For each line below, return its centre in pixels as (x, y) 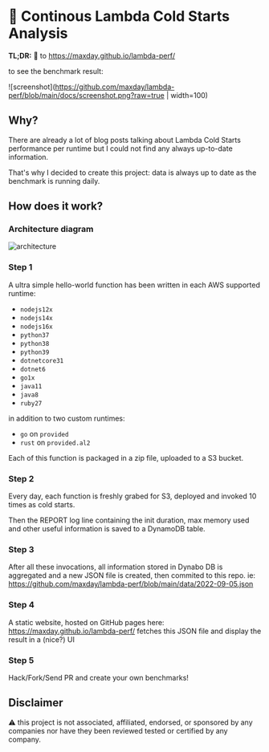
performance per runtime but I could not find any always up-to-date (120, 148)
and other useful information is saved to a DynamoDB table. (107, 529)
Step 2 (21, 478)
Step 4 (21, 605)
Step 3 (21, 549)
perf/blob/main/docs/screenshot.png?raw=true (86, 95)
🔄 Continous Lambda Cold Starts (119, 16)
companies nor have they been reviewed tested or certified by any (118, 730)
